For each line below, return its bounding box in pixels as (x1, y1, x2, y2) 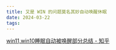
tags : (6, 20, 20, 26)
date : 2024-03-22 (6, 14, 50, 20)
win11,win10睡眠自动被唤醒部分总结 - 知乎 (6, 37, 110, 45)
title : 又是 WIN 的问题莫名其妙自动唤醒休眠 (6, 8, 107, 15)
